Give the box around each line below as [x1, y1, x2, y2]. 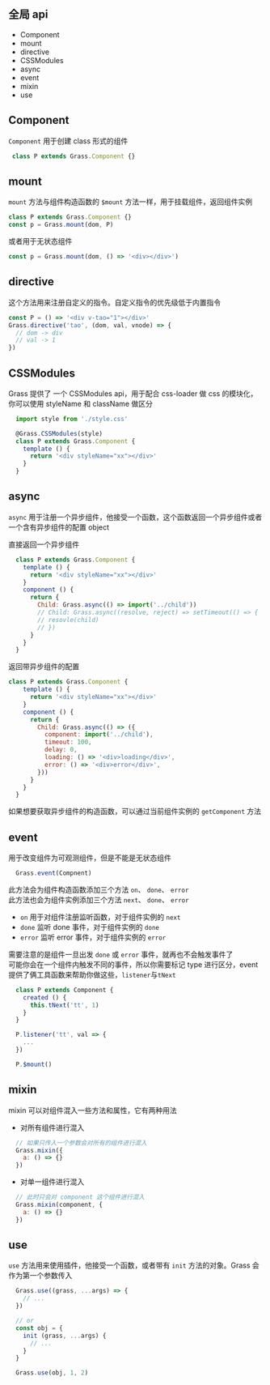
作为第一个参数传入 [8, 1271, 73, 1281]
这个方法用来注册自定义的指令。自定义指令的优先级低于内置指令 [8, 297, 221, 307]
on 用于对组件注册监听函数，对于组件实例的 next [19, 912, 181, 922]
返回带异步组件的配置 [8, 662, 79, 671]
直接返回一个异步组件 [8, 539, 79, 549]
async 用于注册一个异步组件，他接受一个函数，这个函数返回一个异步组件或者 [8, 512, 263, 522]
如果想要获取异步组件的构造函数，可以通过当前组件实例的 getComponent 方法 [8, 807, 261, 816]
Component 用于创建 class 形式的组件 [8, 136, 129, 146]
